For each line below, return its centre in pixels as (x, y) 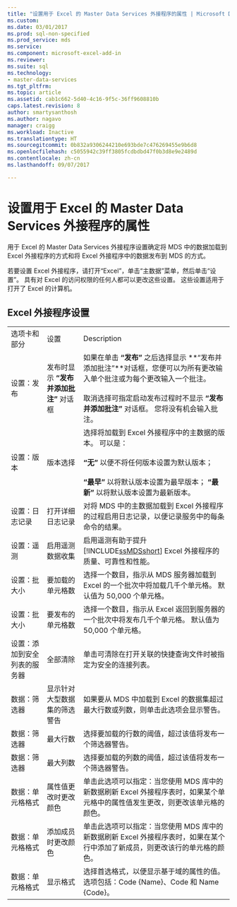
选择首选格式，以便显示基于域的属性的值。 (154, 871)
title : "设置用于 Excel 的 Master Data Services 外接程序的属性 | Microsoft (116, 14)
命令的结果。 (105, 527)
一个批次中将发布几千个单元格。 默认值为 (152, 620)
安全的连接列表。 (126, 665)
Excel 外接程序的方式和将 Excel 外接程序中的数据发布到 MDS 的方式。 (109, 256)
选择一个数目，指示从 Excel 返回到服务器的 (154, 609)
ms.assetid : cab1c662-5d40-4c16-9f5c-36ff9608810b (83, 100)
